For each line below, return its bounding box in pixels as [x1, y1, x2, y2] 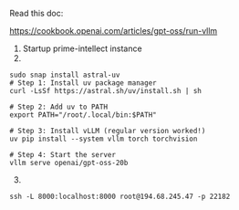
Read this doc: [9, 8, 64, 18]
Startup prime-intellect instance [22, 43, 143, 54]
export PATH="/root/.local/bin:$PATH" [9, 110, 157, 120]
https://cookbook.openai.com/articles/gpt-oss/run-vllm [9, 26, 218, 36]
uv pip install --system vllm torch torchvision [9, 134, 198, 143]
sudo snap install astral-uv [9, 70, 120, 79]
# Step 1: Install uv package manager [9, 79, 157, 88]
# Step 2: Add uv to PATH [9, 102, 108, 111]
